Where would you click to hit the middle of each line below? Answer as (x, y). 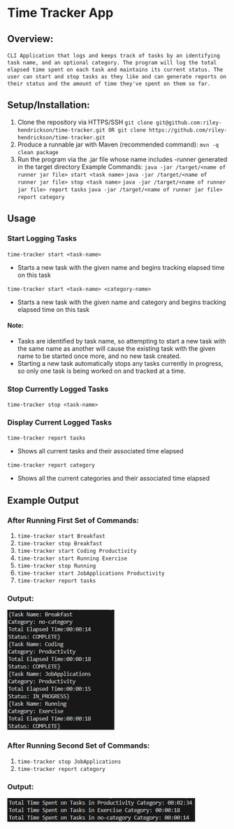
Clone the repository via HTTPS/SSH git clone (85, 122)
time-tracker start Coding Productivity (77, 551)
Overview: (30, 39)
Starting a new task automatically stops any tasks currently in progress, (120, 363)
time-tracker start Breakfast (61, 536)
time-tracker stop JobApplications (69, 762)
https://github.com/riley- (188, 130)
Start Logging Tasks (42, 238)
